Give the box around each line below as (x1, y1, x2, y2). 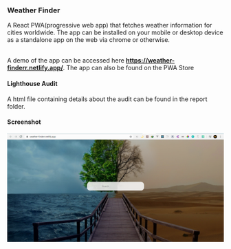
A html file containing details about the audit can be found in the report (7, 95, 208, 103)
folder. (7, 102, 25, 110)
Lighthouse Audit (7, 79, 58, 87)
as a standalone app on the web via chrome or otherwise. (7, 36, 170, 44)
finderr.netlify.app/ (7, 64, 63, 72)
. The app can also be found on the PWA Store (63, 64, 195, 72)
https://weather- (126, 56, 175, 65)
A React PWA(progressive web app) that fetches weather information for (7, 21, 212, 30)
